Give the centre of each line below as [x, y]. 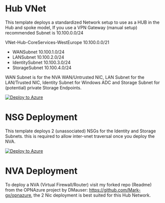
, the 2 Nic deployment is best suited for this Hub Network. [91, 195]
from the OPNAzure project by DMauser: [47, 190]
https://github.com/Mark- [115, 190]
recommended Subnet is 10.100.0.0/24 [44, 33]
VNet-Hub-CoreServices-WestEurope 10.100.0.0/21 [57, 42]
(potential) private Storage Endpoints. [43, 87]
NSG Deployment [41, 117]
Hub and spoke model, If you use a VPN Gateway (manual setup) [71, 27]
